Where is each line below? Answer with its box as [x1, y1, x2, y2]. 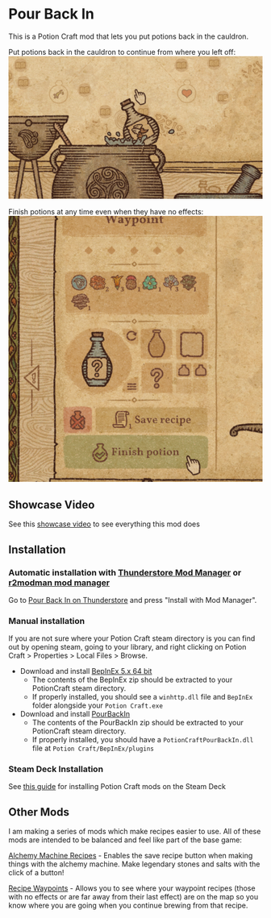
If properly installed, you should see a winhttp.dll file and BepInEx [31, 692, 253, 702]
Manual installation [8, 615, 85, 626]
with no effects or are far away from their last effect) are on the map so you [8, 892, 259, 902]
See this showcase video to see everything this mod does [8, 519, 200, 529]
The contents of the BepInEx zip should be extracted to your [31, 675, 233, 685]
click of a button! [8, 868, 65, 878]
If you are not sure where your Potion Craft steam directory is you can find [8, 633, 256, 643]
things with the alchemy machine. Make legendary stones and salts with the [8, 859, 261, 869]
